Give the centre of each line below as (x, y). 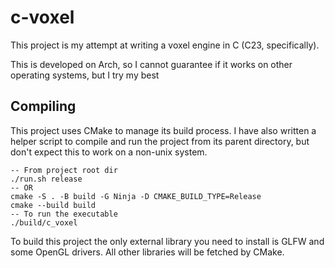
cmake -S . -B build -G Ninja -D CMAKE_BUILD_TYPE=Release (136, 196)
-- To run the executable (64, 214)
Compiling (43, 106)
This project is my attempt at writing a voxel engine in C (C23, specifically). (165, 45)
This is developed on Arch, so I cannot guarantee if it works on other (151, 64)
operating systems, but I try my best (85, 75)
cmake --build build (53, 205)
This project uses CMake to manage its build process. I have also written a (163, 130)
